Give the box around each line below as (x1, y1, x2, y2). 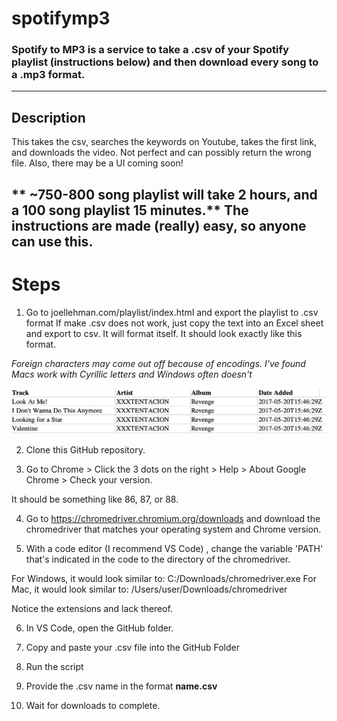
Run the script (25, 660, 84, 672)
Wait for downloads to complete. (25, 699, 161, 711)
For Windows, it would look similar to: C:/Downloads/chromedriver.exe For (11, 572, 317, 584)
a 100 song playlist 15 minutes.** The (11, 202, 249, 219)
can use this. (11, 233, 94, 250)
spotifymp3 (11, 7, 111, 30)
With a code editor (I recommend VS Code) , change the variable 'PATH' (25, 542, 324, 554)
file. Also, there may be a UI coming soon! (11, 157, 184, 169)
